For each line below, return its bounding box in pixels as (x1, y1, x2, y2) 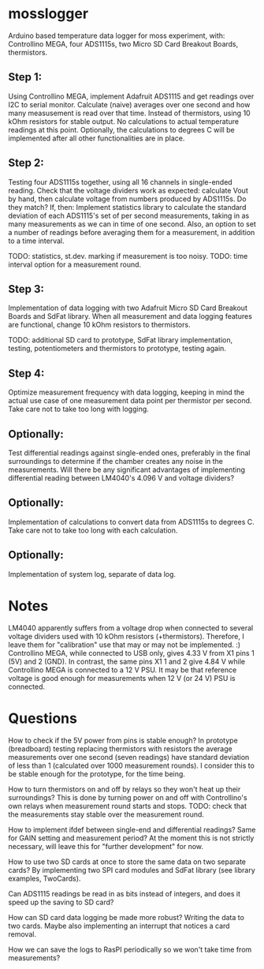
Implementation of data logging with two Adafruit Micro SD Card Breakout (8, 303, 248, 312)
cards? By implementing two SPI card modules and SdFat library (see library (8, 865, 256, 874)
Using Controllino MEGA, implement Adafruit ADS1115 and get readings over (8, 92, 255, 101)
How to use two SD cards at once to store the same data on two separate (8, 857, 247, 866)
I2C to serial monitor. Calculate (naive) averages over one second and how (8, 99, 251, 109)
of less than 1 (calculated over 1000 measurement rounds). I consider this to (8, 761, 255, 770)
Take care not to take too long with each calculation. (8, 526, 178, 535)
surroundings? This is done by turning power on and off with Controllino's (8, 792, 247, 802)
